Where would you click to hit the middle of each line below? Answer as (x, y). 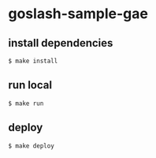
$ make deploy (32, 146)
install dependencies (61, 43)
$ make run (26, 103)
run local (30, 85)
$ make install (33, 61)
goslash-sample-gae (78, 14)
